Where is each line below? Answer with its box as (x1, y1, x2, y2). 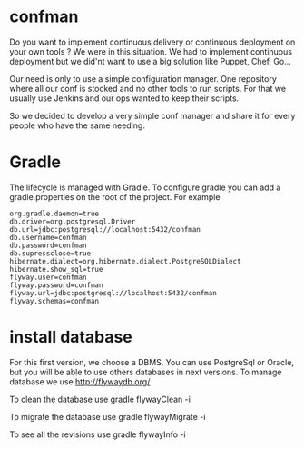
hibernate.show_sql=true (9, 264, 103, 274)
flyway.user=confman (9, 273, 88, 282)
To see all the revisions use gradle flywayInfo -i (9, 429, 186, 440)
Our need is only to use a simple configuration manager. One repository (9, 73, 277, 84)
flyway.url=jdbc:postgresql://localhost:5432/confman (9, 288, 218, 297)
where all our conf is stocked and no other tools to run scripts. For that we (9, 83, 287, 94)
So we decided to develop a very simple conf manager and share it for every (9, 110, 296, 121)
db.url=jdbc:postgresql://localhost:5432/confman (9, 224, 201, 234)
